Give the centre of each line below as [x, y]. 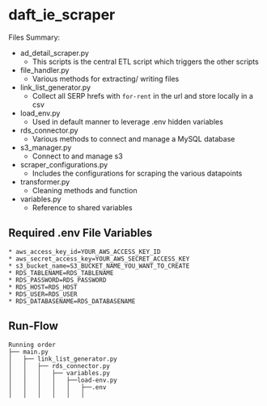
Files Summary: [34, 37]
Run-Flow [34, 326]
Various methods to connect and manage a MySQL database [133, 138]
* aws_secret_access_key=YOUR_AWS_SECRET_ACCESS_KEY [99, 259]
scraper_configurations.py [64, 164]
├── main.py [28, 352]
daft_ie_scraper [62, 15]
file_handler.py [44, 70]
